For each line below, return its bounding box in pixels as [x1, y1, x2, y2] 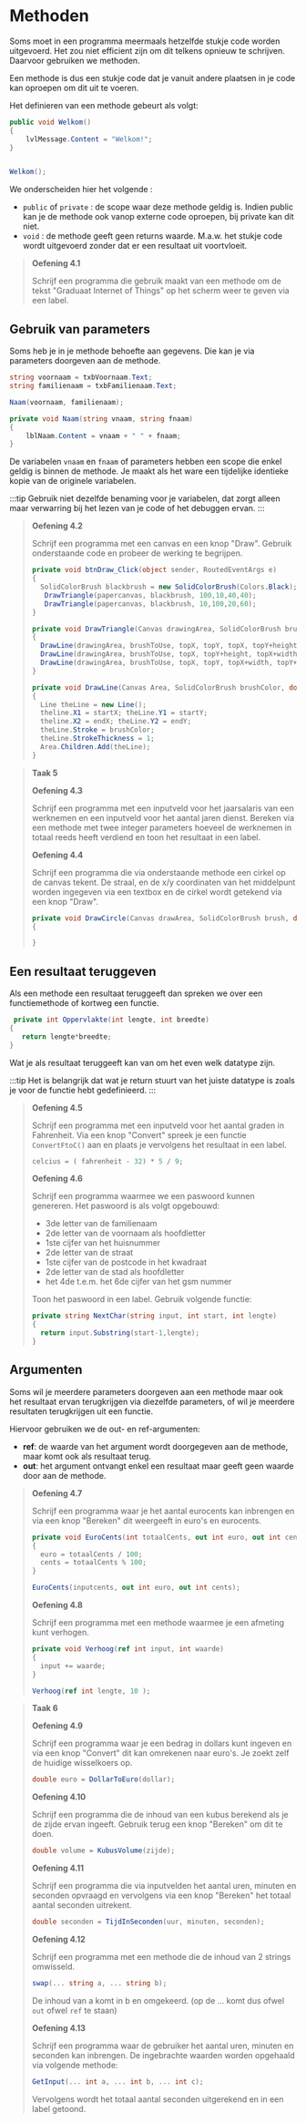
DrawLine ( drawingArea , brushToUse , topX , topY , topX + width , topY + [40, 658, 298, 667]
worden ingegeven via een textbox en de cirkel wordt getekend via [31, 886, 282, 897]
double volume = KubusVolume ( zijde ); [31, 1846, 176, 1855]
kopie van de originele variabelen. [9, 476, 137, 487]
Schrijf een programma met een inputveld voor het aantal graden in [31, 1120, 285, 1131]
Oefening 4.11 [31, 1862, 85, 1873]
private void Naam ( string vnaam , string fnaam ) [9, 414, 194, 424]
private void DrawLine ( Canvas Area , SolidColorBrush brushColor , [31, 682, 285, 692]
